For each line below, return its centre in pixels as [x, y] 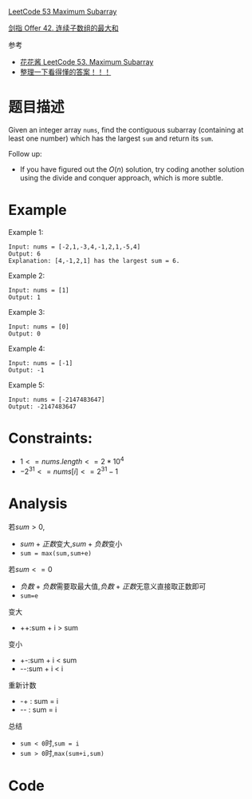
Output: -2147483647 [43, 407]
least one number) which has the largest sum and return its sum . [111, 138]
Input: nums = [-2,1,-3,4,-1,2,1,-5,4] [75, 247]
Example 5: [27, 385]
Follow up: [25, 153]
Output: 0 [25, 334]
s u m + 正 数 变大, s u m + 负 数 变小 [71, 544]
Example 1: [26, 232]
